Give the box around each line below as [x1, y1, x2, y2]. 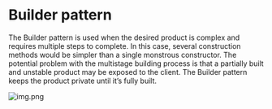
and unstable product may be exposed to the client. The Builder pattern [8, 67, 248, 76]
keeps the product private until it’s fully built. [8, 76, 157, 85]
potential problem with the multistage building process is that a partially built [8, 59, 264, 68]
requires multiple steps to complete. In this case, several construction [8, 41, 241, 50]
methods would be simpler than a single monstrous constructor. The [8, 50, 237, 59]
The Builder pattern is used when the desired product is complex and [8, 33, 240, 42]
